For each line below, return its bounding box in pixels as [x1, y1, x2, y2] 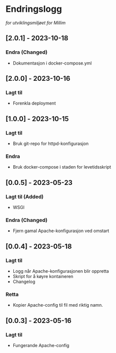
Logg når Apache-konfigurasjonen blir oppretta [12, 268, 109, 274]
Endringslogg [5, 3, 62, 15]
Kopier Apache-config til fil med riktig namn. [12, 302, 103, 308]
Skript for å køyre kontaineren [12, 273, 74, 279]
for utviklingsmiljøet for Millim [5, 20, 66, 26]
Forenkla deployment [12, 100, 56, 106]
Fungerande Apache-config [12, 342, 70, 348]
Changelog [12, 279, 36, 284]
